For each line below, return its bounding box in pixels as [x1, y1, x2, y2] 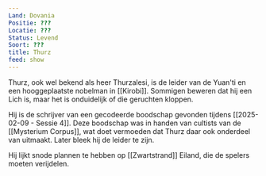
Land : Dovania [8, 11, 56, 20]
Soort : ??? [8, 41, 44, 49]
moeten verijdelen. [8, 159, 70, 168]
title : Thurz [8, 48, 52, 56]
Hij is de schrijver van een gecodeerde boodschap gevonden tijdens [8, 109, 232, 119]
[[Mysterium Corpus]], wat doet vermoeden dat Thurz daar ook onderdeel [8, 126, 251, 136]
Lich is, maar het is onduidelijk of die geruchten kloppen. [8, 94, 194, 104]
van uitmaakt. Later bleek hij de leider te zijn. [8, 135, 155, 144]
